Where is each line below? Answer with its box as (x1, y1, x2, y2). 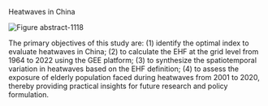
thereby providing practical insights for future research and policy (8, 81, 228, 91)
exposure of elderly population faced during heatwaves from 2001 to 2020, (8, 73, 260, 82)
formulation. (8, 90, 50, 100)
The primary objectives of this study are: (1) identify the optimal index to (8, 38, 249, 48)
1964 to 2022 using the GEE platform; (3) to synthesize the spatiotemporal (8, 56, 257, 65)
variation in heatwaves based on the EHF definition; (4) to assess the (8, 64, 240, 74)
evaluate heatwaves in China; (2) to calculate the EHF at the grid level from (8, 47, 259, 56)
